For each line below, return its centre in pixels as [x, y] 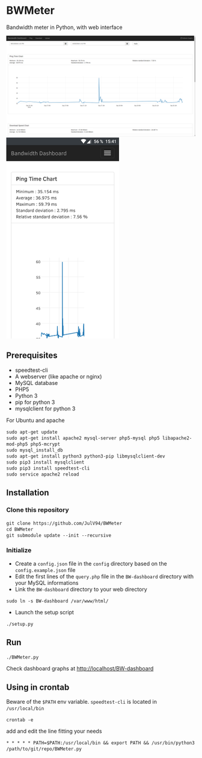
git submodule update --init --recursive [59, 535]
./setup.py [20, 624]
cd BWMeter [20, 529]
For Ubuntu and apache [35, 420]
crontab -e [20, 720]
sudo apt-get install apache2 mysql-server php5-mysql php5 [83, 438]
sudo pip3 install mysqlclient [45, 462]
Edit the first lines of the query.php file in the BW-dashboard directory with [104, 576]
